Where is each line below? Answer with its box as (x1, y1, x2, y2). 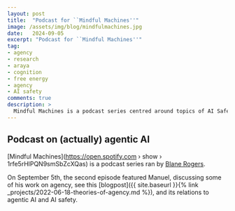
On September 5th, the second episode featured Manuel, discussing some (7, 173, 222, 182)
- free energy (7, 75, 49, 82)
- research (7, 56, 39, 63)
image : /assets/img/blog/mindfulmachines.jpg (7, 23, 142, 30)
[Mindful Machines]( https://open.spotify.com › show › (7, 152, 162, 161)
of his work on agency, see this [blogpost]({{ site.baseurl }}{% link (7, 180, 199, 189)
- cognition (7, 68, 42, 75)
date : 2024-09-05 (7, 29, 64, 37)
